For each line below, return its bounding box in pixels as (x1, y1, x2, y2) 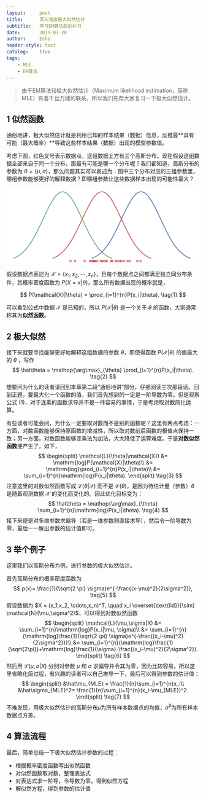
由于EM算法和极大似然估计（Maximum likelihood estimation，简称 (21, 87, 189, 94)
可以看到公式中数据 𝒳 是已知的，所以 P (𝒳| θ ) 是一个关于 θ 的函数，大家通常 (6, 304, 196, 311)
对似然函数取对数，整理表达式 (15, 769, 91, 776)
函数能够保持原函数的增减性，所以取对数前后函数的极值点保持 (32, 427, 189, 434)
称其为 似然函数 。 (6, 311, 50, 319)
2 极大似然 (6, 331, 46, 342)
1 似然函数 (6, 114, 45, 124)
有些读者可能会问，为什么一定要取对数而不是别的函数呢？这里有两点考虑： (6, 420, 194, 427)
